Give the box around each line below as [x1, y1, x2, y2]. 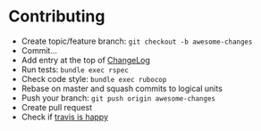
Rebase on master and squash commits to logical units [21, 83, 223, 94]
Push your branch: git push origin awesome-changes [21, 92, 216, 103]
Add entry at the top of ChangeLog [21, 54, 151, 65]
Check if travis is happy [21, 111, 109, 122]
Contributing [8, 6, 105, 27]
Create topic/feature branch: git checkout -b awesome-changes [21, 36, 253, 46]
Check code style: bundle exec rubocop [21, 73, 167, 84]
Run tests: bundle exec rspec [21, 64, 129, 75]
